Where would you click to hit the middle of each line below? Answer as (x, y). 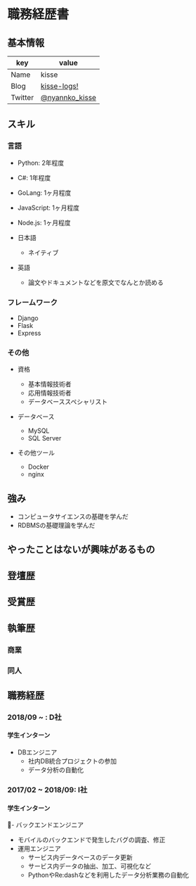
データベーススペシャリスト (67, 402)
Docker (38, 467)
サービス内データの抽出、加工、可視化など (90, 866)
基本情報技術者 (50, 384)
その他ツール (36, 453)
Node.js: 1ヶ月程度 (44, 222)
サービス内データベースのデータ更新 (80, 857)
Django (28, 318)
